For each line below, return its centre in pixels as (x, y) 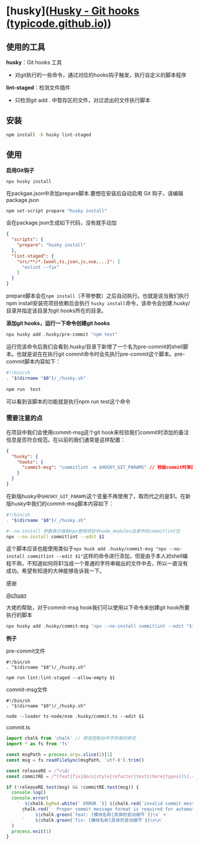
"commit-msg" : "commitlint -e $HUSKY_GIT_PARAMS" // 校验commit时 (104, 467)
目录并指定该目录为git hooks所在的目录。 (56, 311)
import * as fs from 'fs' (38, 744)
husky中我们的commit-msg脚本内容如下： (62, 504)
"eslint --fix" (41, 267)
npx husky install (29, 181)
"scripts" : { (28, 240)
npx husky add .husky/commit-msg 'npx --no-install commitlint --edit (95, 626)
